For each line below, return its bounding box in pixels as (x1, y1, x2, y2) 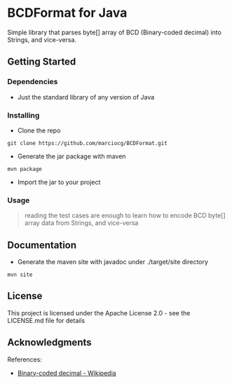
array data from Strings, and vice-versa (24, 219, 139, 227)
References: (7, 355, 42, 364)
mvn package (7, 165, 42, 172)
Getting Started (7, 56, 76, 68)
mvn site (7, 271, 33, 278)
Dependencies (7, 77, 58, 87)
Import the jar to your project (17, 177, 101, 186)
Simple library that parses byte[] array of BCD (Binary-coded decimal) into (7, 28, 222, 36)
